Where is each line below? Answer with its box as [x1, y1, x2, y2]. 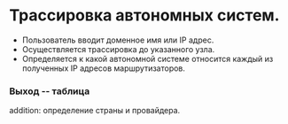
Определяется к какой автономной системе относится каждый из [21, 53, 274, 64]
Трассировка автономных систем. [9, 5, 280, 26]
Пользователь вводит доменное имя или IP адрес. [21, 35, 214, 45]
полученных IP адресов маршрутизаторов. [21, 63, 186, 74]
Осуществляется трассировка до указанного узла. [21, 43, 215, 54]
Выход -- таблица [9, 85, 90, 97]
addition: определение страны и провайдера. [9, 105, 181, 116]
